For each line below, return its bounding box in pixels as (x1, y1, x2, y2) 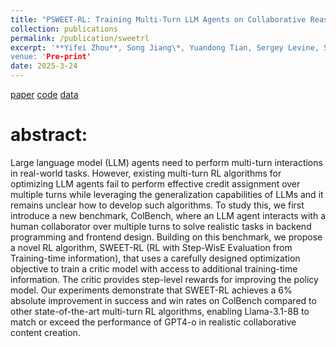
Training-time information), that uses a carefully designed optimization (10, 252, 301, 264)
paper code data (10, 89, 79, 100)
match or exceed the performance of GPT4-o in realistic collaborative (10, 316, 297, 328)
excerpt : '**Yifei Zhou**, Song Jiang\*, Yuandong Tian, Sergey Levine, (10, 42, 320, 53)
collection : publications (10, 24, 118, 34)
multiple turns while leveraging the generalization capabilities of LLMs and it (10, 188, 324, 200)
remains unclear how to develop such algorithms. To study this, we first (10, 199, 305, 211)
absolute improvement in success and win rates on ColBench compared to (10, 294, 317, 306)
